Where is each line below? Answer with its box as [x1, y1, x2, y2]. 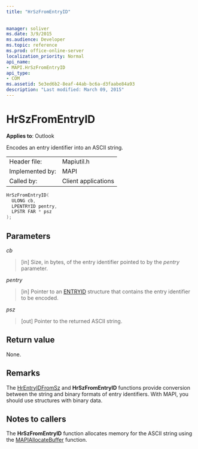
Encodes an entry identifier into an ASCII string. [6, 144, 124, 151]
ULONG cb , [11, 198, 36, 204]
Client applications [62, 177, 115, 185]
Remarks [6, 368, 41, 378]
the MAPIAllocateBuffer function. [6, 436, 88, 444]
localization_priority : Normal [6, 53, 84, 59]
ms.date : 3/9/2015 [6, 31, 52, 37]
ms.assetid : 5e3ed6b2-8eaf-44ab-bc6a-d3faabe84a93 [6, 81, 135, 87]
